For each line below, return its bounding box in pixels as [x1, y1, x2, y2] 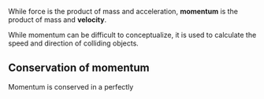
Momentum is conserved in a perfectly [8, 82, 134, 91]
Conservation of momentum [8, 61, 150, 75]
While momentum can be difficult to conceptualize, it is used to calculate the [8, 31, 257, 39]
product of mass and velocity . [8, 15, 107, 24]
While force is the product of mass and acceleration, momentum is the [8, 7, 239, 16]
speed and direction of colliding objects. [8, 38, 139, 48]
